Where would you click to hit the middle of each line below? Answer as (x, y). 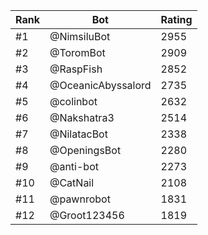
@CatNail (72, 182)
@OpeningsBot (85, 150)
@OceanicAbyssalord (100, 85)
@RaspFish (76, 69)
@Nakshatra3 (82, 117)
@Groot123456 (87, 215)
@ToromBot (77, 52)
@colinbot (73, 101)
